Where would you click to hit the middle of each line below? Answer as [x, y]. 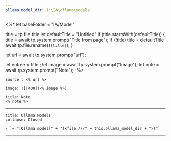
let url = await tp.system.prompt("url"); [46, 55]
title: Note [18, 97]
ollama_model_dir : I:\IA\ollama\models [48, 10]
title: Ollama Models [28, 115]
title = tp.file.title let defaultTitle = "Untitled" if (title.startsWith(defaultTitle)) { [85, 34]
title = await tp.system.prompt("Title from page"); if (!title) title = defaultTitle [85, 40]
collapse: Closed [24, 120]
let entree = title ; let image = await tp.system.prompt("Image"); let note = [82, 64]
